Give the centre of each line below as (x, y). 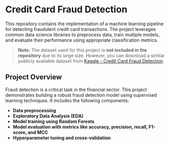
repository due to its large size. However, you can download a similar (91, 56)
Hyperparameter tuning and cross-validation (62, 138)
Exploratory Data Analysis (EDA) (48, 116)
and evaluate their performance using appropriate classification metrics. (82, 40)
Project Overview (34, 77)
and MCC (38, 132)
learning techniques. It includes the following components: (67, 100)
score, (20, 132)
